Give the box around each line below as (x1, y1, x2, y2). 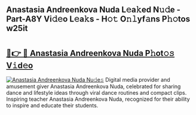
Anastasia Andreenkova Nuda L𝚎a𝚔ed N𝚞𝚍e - (6, 5, 180, 15)
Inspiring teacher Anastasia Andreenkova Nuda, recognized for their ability (6, 95, 190, 102)
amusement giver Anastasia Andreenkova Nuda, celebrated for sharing (6, 83, 181, 90)
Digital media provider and (105, 76, 170, 83)
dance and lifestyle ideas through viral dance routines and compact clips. (6, 89, 187, 96)
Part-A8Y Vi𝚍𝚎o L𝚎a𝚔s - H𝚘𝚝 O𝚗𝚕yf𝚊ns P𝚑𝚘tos (6, 14, 190, 24)
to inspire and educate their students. (6, 102, 99, 109)
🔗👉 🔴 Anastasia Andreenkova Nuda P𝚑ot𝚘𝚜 (6, 48, 175, 58)
